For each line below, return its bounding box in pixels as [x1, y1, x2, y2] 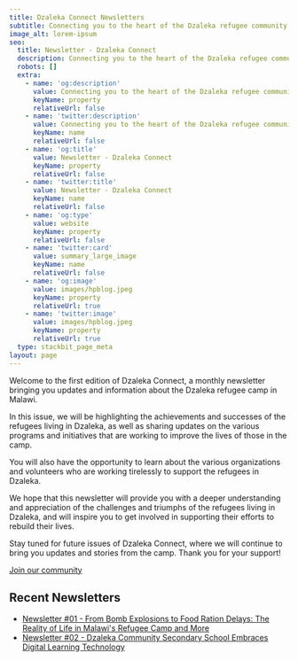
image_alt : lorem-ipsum [9, 29, 98, 38]
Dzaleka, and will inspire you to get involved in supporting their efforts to [9, 511, 275, 522]
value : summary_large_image [32, 252, 137, 261]
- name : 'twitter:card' [25, 244, 114, 253]
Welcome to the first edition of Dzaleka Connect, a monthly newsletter [9, 375, 266, 385]
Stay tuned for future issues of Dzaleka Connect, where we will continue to [9, 538, 283, 548]
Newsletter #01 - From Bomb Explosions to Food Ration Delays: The [21, 613, 270, 625]
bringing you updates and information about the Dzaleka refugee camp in [9, 385, 278, 395]
